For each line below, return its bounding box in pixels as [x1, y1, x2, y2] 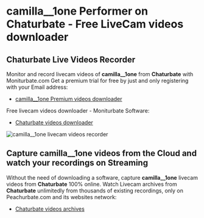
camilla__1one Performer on [6, 4, 148, 18]
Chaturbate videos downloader [15, 119, 93, 126]
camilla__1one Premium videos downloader [15, 96, 123, 102]
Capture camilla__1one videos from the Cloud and [6, 148, 197, 159]
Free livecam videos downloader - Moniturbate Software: [6, 107, 150, 114]
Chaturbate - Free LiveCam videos [6, 17, 184, 31]
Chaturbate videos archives [15, 205, 85, 213]
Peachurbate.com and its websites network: [6, 193, 117, 200]
